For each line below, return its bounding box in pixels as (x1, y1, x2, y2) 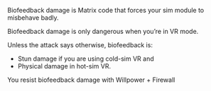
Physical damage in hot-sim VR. (17, 62, 112, 70)
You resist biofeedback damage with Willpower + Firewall (7, 75, 175, 84)
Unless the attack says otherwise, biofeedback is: (7, 41, 153, 49)
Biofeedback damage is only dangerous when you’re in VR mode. (7, 28, 199, 35)
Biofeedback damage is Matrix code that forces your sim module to (7, 6, 205, 14)
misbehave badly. (7, 13, 59, 22)
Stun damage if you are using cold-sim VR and (17, 54, 154, 63)
